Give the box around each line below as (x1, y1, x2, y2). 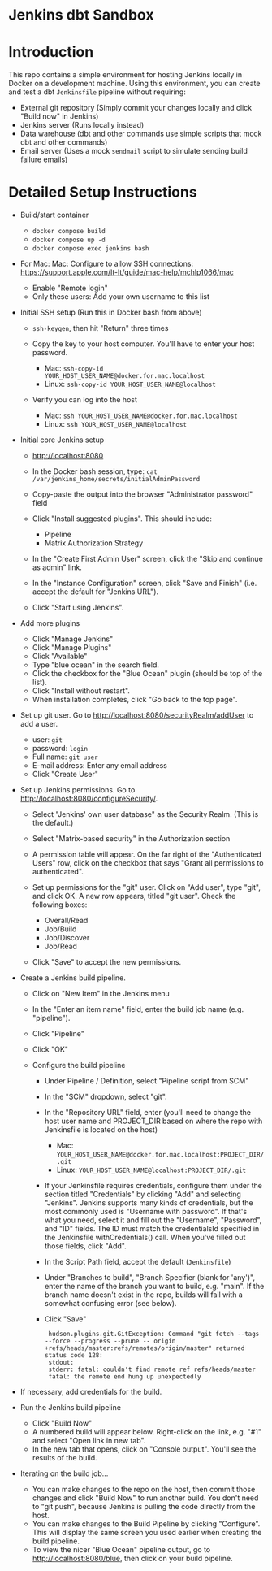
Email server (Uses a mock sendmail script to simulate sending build (19, 146, 248, 156)
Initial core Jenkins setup (19, 435, 104, 445)
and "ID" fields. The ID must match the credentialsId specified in (44, 1224, 260, 1234)
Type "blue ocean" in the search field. (32, 660, 160, 670)
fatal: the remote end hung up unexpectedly (48, 1373, 201, 1381)
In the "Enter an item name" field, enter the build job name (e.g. (32, 1005, 244, 1014)
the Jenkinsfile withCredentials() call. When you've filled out (44, 1233, 246, 1243)
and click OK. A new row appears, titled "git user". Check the (32, 892, 236, 901)
